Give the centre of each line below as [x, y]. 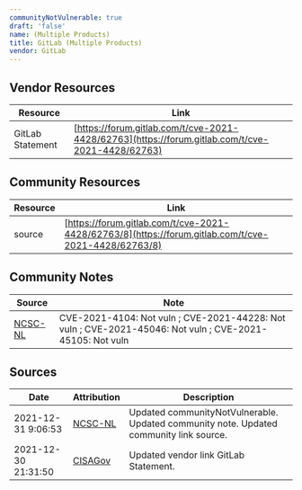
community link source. [178, 435]
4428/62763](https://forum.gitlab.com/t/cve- [171, 138]
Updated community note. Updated [204, 423]
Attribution [96, 397]
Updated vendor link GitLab [187, 455]
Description [209, 397]
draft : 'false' [38, 26]
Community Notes [62, 277]
